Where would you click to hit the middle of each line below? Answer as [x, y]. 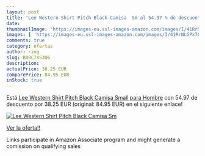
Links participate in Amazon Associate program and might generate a [93, 140]
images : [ [19, 35]
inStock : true [24, 80]
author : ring [23, 52]
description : [23, 63]
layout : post [23, 12]
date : [13, 23]
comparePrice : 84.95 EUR [38, 75]
